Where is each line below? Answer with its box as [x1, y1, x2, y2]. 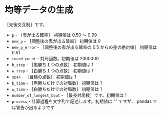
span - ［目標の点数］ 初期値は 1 [11, 74, 77, 80]
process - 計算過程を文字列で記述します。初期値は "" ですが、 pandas [11, 98, 152, 104]
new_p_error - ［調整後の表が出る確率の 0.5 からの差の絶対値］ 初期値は [11, 44, 157, 50]
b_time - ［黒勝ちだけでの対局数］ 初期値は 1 [11, 80, 102, 86]
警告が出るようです [16, 104, 55, 110]
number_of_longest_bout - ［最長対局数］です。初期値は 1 [11, 92, 127, 98]
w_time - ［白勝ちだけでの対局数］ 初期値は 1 [11, 86, 102, 92]
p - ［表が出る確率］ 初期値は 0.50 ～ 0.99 [11, 32, 97, 38]
